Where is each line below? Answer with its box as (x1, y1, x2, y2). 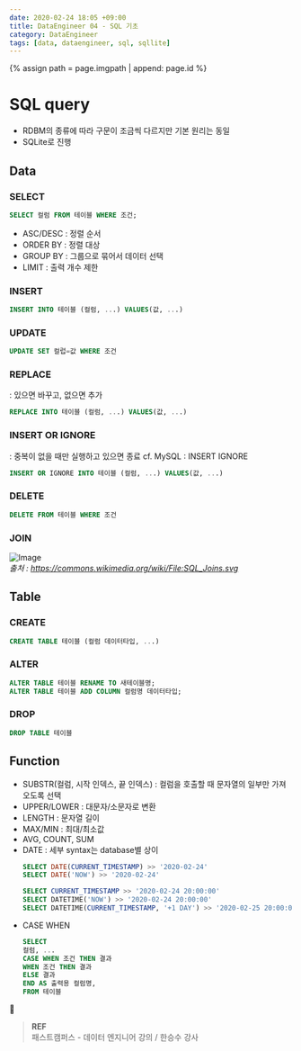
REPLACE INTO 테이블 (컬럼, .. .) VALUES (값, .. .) (9, 408, 188, 417)
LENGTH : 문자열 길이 (22, 812, 101, 823)
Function (9, 753, 60, 769)
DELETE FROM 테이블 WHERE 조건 (9, 510, 117, 519)
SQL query (9, 94, 91, 115)
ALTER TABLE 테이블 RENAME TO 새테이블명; (9, 678, 155, 687)
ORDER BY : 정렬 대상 (22, 239, 101, 250)
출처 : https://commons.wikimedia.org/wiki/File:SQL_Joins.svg (9, 562, 239, 573)
